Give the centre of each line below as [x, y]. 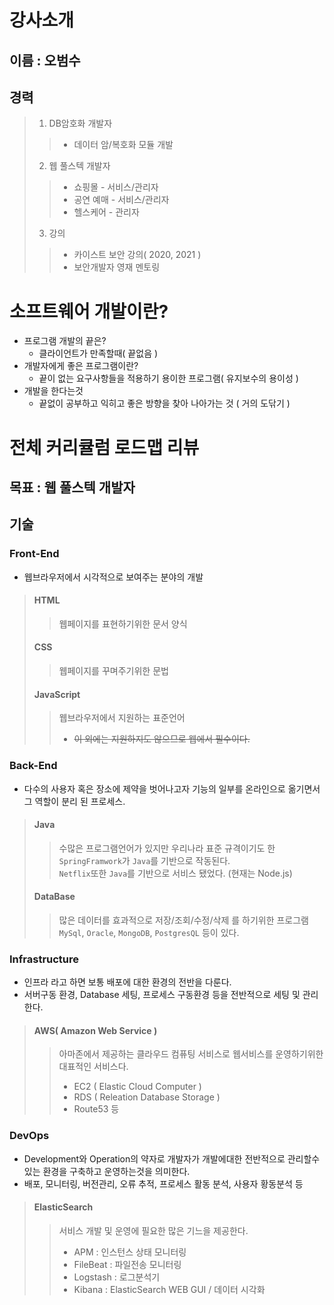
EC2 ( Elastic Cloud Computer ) [137, 1087]
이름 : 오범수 [45, 60]
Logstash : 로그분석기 [117, 1277]
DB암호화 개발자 [80, 123]
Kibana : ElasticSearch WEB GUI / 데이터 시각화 [169, 1289]
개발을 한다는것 [53, 391]
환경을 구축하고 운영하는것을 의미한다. [116, 1171]
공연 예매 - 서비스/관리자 [121, 200]
